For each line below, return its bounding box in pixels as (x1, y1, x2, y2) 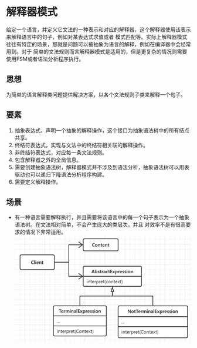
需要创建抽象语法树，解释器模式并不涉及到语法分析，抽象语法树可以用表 (14, 163, 189, 171)
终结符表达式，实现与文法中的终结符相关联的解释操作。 (14, 141, 148, 148)
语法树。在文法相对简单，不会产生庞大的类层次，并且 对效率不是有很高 (14, 221, 186, 228)
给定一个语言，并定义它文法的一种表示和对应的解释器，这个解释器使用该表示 (6, 26, 191, 33)
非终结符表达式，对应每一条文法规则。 (14, 148, 107, 156)
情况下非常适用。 (25, 228, 66, 236)
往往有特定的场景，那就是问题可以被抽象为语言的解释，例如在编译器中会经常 (6, 41, 191, 48)
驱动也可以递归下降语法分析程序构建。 (14, 171, 107, 178)
